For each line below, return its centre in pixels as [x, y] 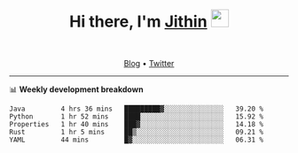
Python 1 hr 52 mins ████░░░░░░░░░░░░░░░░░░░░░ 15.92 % [137, 116]
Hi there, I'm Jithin [138, 22]
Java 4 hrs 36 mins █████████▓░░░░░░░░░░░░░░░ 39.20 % [137, 109]
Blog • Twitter [149, 63]
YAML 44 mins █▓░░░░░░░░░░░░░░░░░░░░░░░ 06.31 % [137, 140]
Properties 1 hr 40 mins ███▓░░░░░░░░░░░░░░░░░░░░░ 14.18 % [137, 124]
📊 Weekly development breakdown [76, 89]
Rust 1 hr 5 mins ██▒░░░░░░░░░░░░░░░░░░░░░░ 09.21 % [137, 132]
